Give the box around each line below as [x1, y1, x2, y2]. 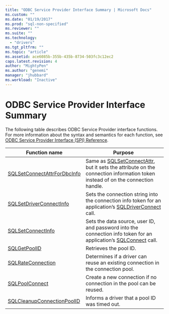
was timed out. [85, 300, 121, 307]
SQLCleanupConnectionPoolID [8, 297, 80, 304]
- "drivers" [10, 40, 35, 45]
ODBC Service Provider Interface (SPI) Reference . [5, 137, 109, 143]
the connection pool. [85, 265, 134, 272]
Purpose [113, 149, 134, 156]
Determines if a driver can [85, 253, 147, 260]
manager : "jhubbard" [5, 73, 49, 78]
